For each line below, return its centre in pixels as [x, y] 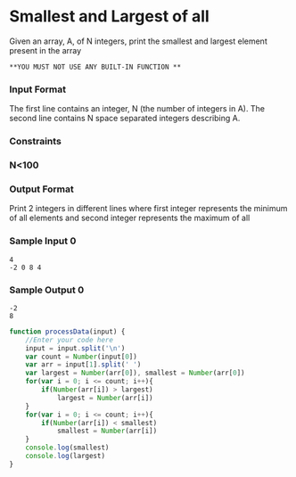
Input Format [38, 89]
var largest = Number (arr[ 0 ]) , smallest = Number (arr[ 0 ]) [135, 373]
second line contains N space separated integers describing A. [125, 119]
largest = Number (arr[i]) [105, 398]
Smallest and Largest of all [109, 16]
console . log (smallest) [67, 448]
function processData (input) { [67, 332]
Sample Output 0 [47, 290]
